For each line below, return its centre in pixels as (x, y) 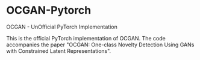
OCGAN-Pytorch (49, 10)
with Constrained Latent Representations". (59, 50)
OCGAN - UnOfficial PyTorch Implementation (62, 27)
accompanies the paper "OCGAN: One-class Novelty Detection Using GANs (100, 45)
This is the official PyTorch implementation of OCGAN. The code (86, 38)
